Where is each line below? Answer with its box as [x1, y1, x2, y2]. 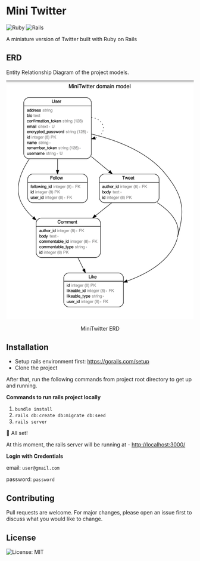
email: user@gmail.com [6, 464, 60, 471]
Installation [6, 342, 49, 353]
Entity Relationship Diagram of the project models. [6, 69, 129, 76]
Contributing [6, 493, 55, 503]
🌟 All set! [6, 430, 28, 437]
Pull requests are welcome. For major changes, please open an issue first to [6, 509, 192, 516]
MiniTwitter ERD [80, 325, 120, 332]
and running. [6, 382, 37, 389]
